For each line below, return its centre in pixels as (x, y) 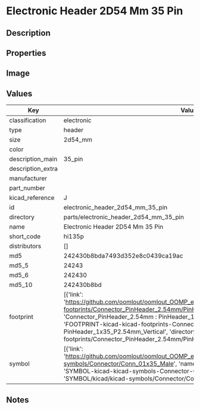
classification (28, 120)
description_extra (34, 169)
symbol (19, 364)
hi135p (74, 236)
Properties (26, 53)
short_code (25, 236)
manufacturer (28, 179)
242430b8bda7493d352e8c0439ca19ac (123, 256)
